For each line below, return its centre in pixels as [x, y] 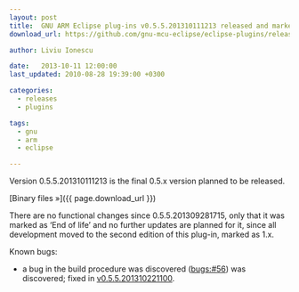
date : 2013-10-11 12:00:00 [63, 66]
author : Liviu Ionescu [51, 50]
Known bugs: [33, 252]
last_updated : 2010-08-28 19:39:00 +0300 [87, 75]
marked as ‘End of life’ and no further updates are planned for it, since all [143, 225]
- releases [37, 99]
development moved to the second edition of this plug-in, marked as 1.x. [141, 235]
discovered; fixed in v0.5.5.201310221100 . [98, 279]
